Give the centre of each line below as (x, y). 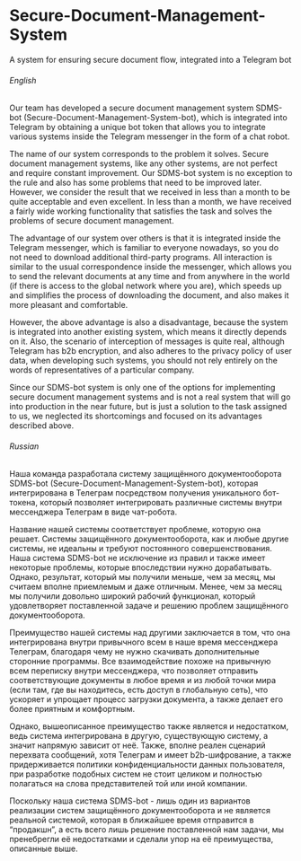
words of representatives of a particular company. (102, 370)
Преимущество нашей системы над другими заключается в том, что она (150, 633)
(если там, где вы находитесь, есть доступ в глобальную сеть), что (139, 690)
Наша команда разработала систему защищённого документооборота (146, 474)
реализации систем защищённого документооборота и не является (140, 811)
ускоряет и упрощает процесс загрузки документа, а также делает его (146, 699)
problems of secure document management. (92, 221)
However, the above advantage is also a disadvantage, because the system (149, 322)
